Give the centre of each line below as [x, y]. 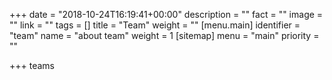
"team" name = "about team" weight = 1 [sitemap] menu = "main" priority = [164, 35]
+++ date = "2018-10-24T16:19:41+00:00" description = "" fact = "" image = [166, 14]
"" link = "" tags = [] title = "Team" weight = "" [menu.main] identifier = [155, 25]
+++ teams [32, 65]
